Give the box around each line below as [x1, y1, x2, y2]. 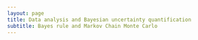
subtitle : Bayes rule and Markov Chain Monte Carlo [7, 22, 158, 29]
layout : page [7, 9, 45, 17]
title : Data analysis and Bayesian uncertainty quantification [7, 16, 192, 23]
